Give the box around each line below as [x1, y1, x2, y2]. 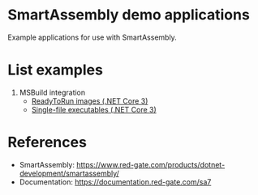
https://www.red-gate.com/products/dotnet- [75, 159, 226, 169]
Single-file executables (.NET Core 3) [31, 104, 157, 114]
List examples [7, 61, 103, 79]
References [7, 134, 87, 151]
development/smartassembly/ [19, 168, 119, 178]
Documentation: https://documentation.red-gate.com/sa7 [19, 176, 212, 187]
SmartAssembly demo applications [7, 6, 251, 24]
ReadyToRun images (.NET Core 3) [31, 95, 148, 106]
